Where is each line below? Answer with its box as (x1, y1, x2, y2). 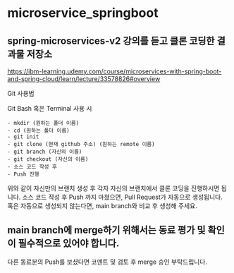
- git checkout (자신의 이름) (7, 156, 89, 163)
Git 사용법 (7, 90, 35, 97)
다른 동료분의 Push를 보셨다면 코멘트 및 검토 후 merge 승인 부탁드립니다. (7, 257, 208, 266)
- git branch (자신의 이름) (7, 148, 82, 155)
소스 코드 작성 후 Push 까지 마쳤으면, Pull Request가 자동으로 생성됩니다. (22, 193, 223, 201)
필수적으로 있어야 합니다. (18, 238, 120, 250)
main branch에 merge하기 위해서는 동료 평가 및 (7, 224, 206, 236)
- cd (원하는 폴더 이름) (7, 127, 70, 134)
